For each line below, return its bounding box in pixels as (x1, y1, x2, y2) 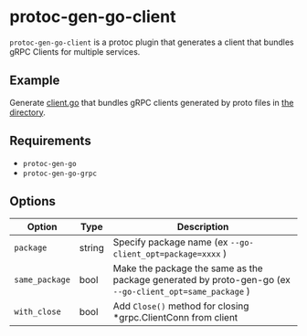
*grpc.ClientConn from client (112, 311, 238, 324)
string (79, 242, 105, 255)
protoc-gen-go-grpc (22, 169, 98, 178)
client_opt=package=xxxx (112, 249, 221, 259)
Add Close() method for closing (112, 299, 249, 312)
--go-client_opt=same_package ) (112, 285, 250, 298)
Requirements (9, 133, 91, 149)
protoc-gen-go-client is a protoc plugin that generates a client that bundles (9, 37, 294, 47)
